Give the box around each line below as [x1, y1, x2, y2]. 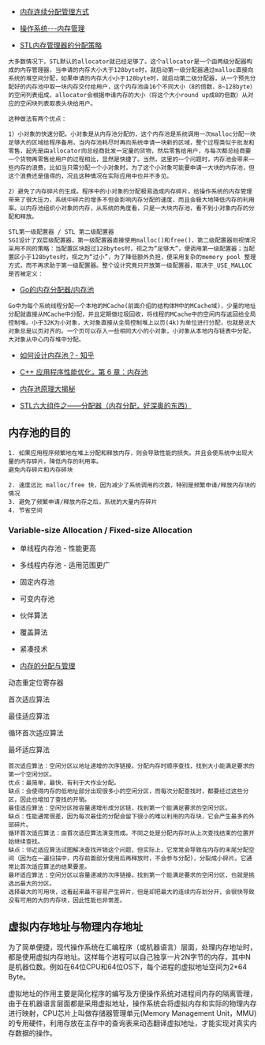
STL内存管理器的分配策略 [19, 40, 103, 50]
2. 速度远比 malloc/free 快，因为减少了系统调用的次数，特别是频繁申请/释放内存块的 [8, 481, 256, 489]
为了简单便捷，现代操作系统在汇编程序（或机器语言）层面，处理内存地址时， [8, 942, 257, 952]
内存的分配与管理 [19, 661, 76, 671]
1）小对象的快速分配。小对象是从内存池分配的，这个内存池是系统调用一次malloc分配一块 [8, 130, 256, 138]
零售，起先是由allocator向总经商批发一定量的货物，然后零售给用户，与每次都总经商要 [8, 147, 252, 155]
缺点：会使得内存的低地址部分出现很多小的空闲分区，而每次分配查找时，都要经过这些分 [8, 788, 249, 795]
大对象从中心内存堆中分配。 [8, 336, 85, 344]
